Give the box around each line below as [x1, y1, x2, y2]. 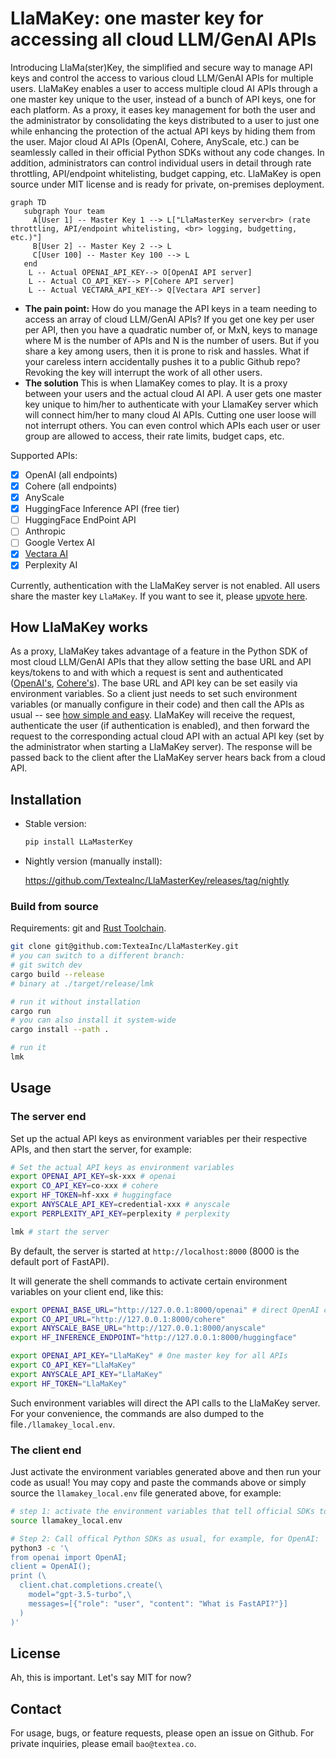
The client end [10, 1443, 82, 1457]
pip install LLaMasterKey [24, 837, 133, 847]
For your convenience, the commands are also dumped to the [10, 1407, 265, 1419]
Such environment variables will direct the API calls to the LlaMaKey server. [10, 1397, 321, 1409]
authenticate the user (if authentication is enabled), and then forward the [10, 720, 310, 732]
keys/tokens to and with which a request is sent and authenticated [10, 667, 284, 679]
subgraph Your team [23, 206, 105, 216]
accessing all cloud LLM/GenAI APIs [10, 28, 317, 51]
